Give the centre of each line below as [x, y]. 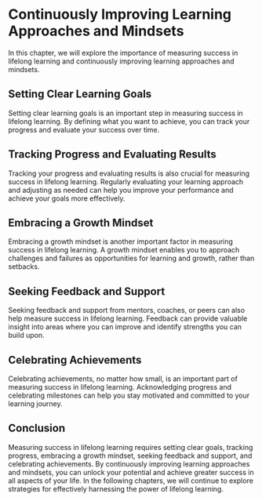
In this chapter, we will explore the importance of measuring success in [123, 53]
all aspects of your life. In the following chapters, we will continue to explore [131, 481]
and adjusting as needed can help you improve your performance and [121, 190]
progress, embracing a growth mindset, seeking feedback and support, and [130, 456]
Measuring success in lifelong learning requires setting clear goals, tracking [131, 447]
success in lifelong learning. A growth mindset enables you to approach [124, 250]
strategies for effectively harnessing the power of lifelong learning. [116, 488]
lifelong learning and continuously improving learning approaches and [121, 61]
